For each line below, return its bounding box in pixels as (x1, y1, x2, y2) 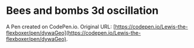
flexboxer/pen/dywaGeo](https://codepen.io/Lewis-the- (6, 29, 141, 36)
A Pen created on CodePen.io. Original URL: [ (6, 23, 115, 30)
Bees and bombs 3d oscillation (6, 4, 159, 17)
